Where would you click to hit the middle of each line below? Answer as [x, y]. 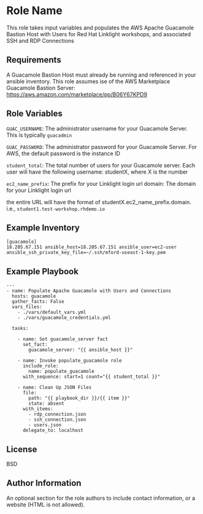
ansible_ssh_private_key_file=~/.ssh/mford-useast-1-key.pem [86, 253]
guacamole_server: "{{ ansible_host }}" [81, 350]
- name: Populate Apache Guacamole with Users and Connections [89, 291]
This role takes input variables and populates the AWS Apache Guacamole [100, 28]
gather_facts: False [38, 302]
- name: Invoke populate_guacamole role [70, 361]
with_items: [38, 409]
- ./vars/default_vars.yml [52, 313]
